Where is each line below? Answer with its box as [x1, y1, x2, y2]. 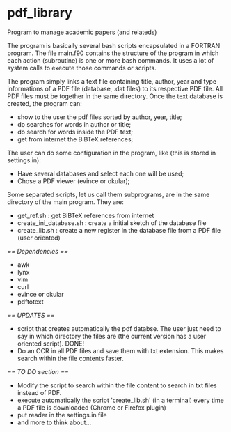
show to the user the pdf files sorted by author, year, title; [17, 113, 182, 121]
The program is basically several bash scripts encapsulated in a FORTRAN [7, 41, 221, 49]
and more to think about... [17, 418, 92, 426]
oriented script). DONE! [17, 339, 85, 348]
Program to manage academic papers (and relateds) [7, 28, 157, 36]
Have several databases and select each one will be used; [17, 169, 184, 178]
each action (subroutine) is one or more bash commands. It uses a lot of [7, 56, 214, 64]
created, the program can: [7, 99, 82, 107]
